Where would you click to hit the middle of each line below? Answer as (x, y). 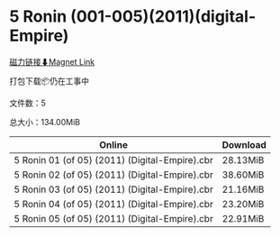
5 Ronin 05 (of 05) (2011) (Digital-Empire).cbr (113, 218)
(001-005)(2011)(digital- (163, 17)
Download (244, 144)
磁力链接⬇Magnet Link (52, 61)
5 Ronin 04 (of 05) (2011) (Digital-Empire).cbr (113, 204)
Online (113, 144)
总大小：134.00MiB (45, 122)
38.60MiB (243, 175)
